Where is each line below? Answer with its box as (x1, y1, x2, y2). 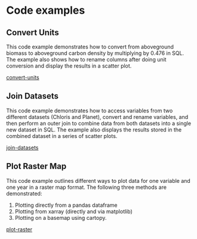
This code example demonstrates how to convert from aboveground (6, 43, 174, 50)
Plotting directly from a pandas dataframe (14, 201, 118, 209)
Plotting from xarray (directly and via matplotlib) (14, 207, 133, 215)
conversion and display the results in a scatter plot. (6, 62, 132, 69)
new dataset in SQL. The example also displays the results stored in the (6, 126, 182, 133)
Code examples (6, 4, 85, 17)
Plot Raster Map (6, 161, 67, 171)
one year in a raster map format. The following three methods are (6, 183, 167, 191)
